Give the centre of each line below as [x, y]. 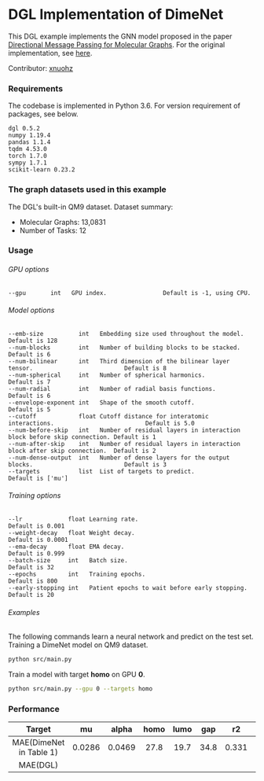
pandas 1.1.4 [29, 142]
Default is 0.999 [37, 554]
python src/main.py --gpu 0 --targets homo [81, 689]
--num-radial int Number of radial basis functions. [112, 389]
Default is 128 [33, 341]
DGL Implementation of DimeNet [116, 15]
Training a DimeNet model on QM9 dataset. [78, 645]
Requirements [36, 88]
